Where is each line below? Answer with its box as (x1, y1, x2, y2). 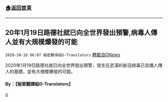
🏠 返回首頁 (5, 4, 32, 11)
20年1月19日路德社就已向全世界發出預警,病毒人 (5, 28, 151, 37)
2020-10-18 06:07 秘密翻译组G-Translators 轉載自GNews (5, 52, 120, 58)
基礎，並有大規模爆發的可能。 (13, 69, 75, 75)
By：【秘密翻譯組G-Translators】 (5, 81, 73, 87)
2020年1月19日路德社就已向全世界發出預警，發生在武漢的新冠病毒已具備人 (5, 62, 158, 68)
